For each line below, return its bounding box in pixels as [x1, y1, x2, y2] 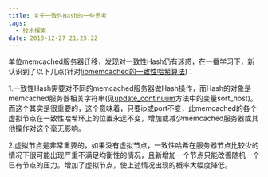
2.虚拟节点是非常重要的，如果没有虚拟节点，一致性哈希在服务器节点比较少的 [8, 140, 259, 150]
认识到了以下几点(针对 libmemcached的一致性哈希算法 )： [8, 67, 195, 77]
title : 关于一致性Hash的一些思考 [8, 11, 108, 20]
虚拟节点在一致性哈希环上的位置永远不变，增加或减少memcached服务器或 [8, 113, 252, 124]
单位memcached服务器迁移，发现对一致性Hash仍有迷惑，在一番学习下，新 [8, 57, 255, 66]
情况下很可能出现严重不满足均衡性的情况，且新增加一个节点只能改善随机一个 [8, 151, 260, 160]
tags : [8, 19, 26, 27]
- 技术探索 [15, 26, 47, 34]
